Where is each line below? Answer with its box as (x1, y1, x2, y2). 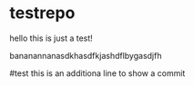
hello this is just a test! (9, 33, 93, 43)
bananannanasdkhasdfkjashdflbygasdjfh (9, 50, 162, 61)
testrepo (9, 3, 76, 24)
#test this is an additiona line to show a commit (9, 67, 186, 79)
